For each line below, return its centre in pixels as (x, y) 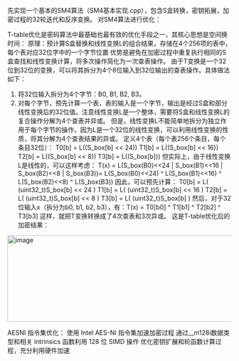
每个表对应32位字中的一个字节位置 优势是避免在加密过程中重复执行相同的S (117, 52)
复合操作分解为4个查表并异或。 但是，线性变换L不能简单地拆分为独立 (119, 121)
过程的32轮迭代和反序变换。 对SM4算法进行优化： (87, 19)
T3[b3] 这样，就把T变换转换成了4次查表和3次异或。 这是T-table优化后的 (124, 216)
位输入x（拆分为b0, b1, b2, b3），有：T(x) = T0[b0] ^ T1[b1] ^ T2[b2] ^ (119, 207)
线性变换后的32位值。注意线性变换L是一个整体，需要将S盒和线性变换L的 (123, 112)
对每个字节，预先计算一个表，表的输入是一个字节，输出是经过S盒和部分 (122, 103)
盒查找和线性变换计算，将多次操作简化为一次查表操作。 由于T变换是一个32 (117, 61)
